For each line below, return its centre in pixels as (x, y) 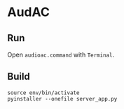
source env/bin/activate (43, 93)
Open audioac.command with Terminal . (61, 54)
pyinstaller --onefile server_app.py (62, 99)
